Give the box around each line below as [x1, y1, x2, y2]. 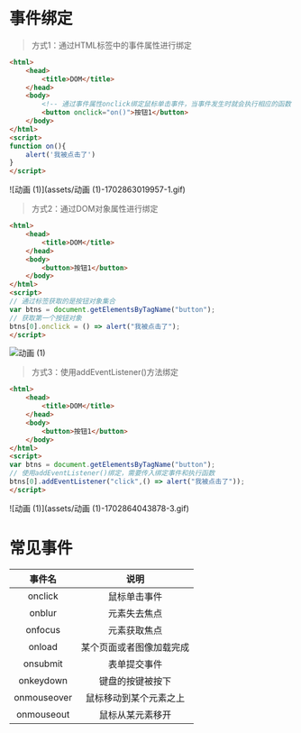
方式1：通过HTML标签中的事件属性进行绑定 [31, 40, 192, 50]
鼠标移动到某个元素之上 [85, 692, 186, 704]
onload [28, 640, 59, 653]
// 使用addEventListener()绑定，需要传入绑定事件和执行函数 [9, 469, 215, 478]
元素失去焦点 [107, 607, 163, 619]
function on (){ [9, 142, 67, 151]
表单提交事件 [107, 657, 163, 670]
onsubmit [23, 657, 63, 670]
